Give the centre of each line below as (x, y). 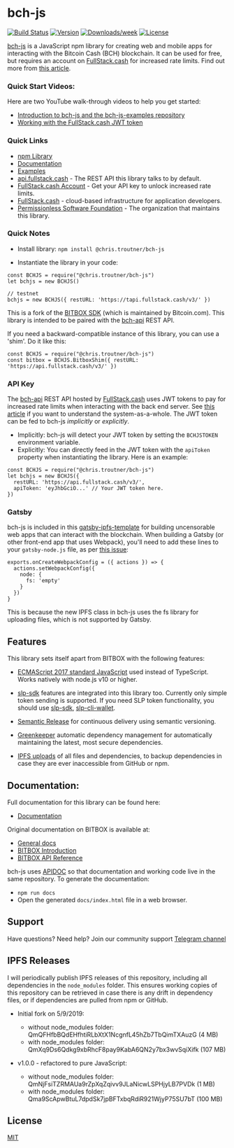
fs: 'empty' (43, 581)
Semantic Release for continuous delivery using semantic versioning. (117, 722)
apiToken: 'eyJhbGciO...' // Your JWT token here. (89, 489)
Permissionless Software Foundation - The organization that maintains (118, 208)
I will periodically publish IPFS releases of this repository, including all (107, 977)
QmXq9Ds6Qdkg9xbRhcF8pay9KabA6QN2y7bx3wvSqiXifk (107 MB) (127, 1049)
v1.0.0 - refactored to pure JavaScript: (72, 1063)
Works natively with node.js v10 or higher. (77, 680)
